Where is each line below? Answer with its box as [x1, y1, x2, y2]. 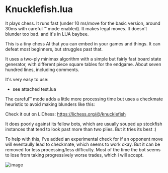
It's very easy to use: [5, 76, 49, 82]
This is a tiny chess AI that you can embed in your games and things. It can [5, 40, 161, 46]
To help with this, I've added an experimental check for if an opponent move [5, 136, 163, 142]
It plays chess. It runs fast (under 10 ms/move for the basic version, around [5, 20, 161, 26]
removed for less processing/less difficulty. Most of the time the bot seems [5, 146, 161, 152]
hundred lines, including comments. [5, 67, 79, 73]
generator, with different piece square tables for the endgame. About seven [5, 61, 162, 67]
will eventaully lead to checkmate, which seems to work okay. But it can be [5, 141, 160, 147]
